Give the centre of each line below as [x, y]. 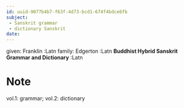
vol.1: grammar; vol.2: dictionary [46, 98]
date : [13, 34]
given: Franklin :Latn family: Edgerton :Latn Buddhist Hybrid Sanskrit [92, 51]
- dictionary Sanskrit [37, 28]
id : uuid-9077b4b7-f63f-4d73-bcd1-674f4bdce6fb [67, 12]
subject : [17, 17]
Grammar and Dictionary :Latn [44, 58]
